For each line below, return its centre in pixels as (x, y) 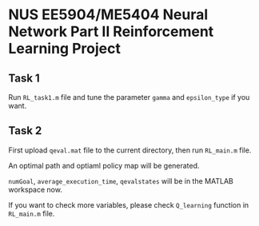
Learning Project (65, 49)
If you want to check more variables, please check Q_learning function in (129, 204)
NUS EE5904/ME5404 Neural (108, 15)
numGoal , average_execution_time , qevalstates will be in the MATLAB (121, 180)
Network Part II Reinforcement (111, 32)
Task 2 (25, 131)
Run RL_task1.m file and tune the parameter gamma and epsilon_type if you (129, 97)
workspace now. (35, 189)
